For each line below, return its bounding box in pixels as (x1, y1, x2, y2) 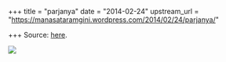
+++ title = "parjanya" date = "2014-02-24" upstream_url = (8, 7, 199, 16)
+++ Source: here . (8, 31, 68, 39)
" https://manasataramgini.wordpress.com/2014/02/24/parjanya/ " (8, 15, 220, 24)
